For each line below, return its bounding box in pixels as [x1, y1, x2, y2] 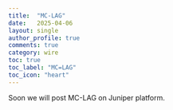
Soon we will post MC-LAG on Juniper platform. [8, 92, 166, 102]
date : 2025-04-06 [8, 19, 73, 27]
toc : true [8, 57, 41, 65]
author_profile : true [8, 33, 81, 42]
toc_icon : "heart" [8, 71, 69, 79]
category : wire [8, 49, 59, 57]
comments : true [8, 41, 59, 49]
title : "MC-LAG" [8, 11, 66, 20]
